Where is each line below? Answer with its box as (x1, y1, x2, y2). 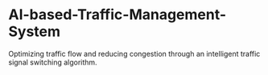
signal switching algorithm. (8, 57, 98, 67)
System (8, 22, 61, 41)
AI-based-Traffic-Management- (8, 6, 227, 24)
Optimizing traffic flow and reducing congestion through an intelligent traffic (8, 49, 261, 58)
